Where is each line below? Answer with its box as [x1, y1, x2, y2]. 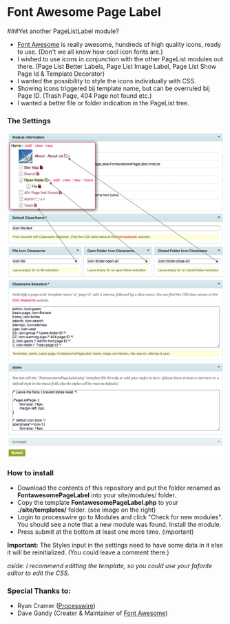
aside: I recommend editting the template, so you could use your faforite [7, 562, 213, 570]
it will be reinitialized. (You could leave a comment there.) [7, 548, 170, 557]
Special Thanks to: [7, 586, 71, 596]
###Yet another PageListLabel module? [7, 27, 119, 35]
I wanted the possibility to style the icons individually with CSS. [17, 76, 196, 85]
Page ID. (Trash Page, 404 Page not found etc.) [17, 91, 152, 100]
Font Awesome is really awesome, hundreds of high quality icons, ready [17, 40, 222, 48]
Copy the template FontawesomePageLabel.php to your [17, 499, 179, 507]
